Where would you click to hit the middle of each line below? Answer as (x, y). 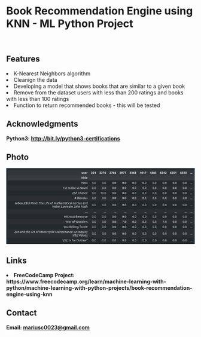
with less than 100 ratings (38, 99)
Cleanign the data (36, 79)
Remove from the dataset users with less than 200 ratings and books (99, 92)
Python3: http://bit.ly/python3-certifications (63, 138)
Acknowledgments (42, 124)
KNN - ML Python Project (70, 24)
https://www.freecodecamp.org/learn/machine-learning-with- (86, 281)
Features (23, 59)
